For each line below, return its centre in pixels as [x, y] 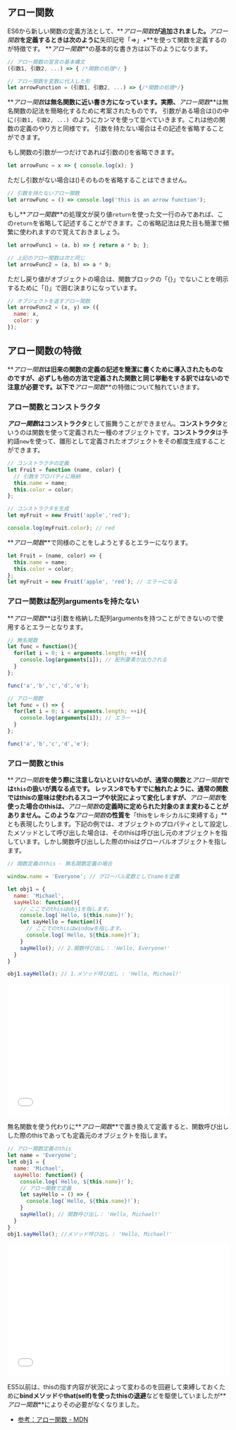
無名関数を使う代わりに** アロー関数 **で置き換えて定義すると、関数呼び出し [118, 1127]
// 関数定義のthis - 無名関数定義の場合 [60, 864]
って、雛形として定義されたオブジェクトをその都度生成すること [133, 441]
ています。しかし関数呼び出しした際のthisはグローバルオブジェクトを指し [120, 842]
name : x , [26, 314]
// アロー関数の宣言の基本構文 [46, 62]
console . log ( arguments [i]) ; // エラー [75, 718]
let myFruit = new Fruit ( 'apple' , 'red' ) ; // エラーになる [93, 582]
